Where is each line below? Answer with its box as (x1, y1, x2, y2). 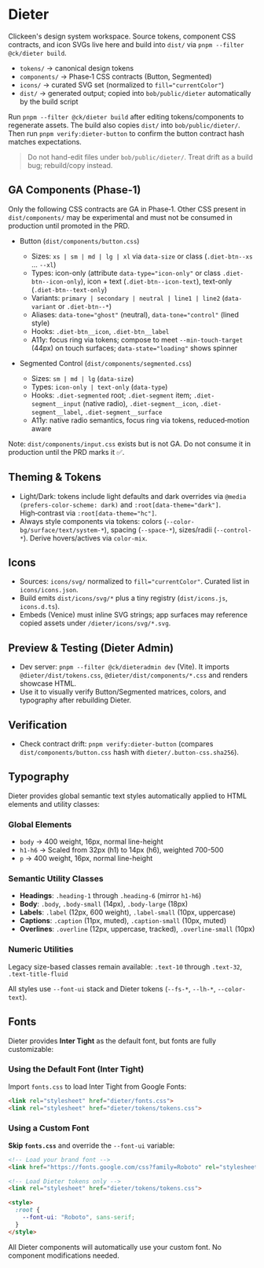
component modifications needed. (8, 1251, 119, 1260)
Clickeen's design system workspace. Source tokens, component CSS (8, 31, 236, 41)
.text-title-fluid (8, 970, 68, 978)
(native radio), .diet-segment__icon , (82, 398, 199, 408)
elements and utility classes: (8, 799, 101, 808)
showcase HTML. (19, 679, 77, 688)
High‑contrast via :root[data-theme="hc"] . (19, 508, 157, 518)
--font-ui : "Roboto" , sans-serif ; (22, 1214, 135, 1222)
